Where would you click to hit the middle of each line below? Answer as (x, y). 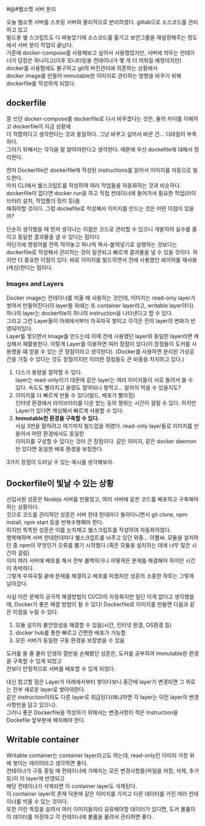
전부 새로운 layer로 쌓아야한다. (49, 689)
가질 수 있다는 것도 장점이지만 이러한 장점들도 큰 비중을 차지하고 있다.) (101, 359)
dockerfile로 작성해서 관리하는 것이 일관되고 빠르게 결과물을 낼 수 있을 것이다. (99, 252)
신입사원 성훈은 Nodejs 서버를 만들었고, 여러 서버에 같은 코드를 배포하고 (92, 499)
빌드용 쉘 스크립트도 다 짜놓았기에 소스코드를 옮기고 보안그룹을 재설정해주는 (96, 37)
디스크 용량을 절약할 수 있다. (49, 372)
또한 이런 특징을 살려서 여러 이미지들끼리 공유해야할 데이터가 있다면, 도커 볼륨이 (101, 809)
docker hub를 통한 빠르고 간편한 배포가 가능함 (70, 632)
